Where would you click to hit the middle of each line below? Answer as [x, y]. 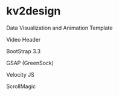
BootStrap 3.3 [24, 51]
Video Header [24, 39]
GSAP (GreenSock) [30, 63]
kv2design [34, 11]
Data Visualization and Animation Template [59, 28]
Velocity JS [20, 74]
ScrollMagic [21, 86]
